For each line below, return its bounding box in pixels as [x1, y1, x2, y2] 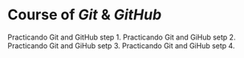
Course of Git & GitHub [7, 6, 162, 24]
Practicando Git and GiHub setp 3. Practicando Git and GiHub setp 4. [7, 40, 235, 50]
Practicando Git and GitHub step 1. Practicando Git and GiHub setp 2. [7, 32, 236, 42]
